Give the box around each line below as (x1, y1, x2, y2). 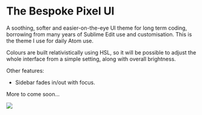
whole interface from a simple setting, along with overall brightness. (6, 55, 176, 62)
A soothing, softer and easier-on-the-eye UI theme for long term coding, (6, 24, 187, 31)
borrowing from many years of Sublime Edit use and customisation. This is (6, 30, 192, 38)
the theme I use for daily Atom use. (6, 37, 94, 44)
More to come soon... (6, 90, 60, 97)
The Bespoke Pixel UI (6, 4, 115, 18)
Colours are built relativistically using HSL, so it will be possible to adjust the (6, 48, 197, 56)
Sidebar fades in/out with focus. (15, 79, 95, 86)
